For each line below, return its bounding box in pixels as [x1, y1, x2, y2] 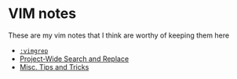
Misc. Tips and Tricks [19, 62, 89, 71]
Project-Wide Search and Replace [19, 54, 129, 63]
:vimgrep [19, 47, 49, 55]
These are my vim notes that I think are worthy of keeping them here [8, 31, 230, 40]
